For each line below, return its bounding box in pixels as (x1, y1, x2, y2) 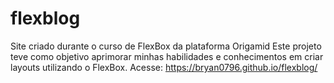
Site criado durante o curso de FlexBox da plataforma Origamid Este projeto (10, 40, 322, 52)
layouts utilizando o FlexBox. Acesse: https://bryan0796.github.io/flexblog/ (10, 61, 318, 73)
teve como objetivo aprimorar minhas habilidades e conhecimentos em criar (10, 50, 324, 62)
